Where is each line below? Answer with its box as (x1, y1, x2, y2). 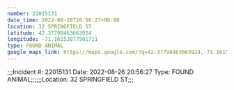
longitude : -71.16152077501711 (7, 36, 98, 43)
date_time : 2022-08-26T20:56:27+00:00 (7, 17, 120, 24)
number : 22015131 (7, 10, 58, 17)
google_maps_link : (7, 49, 61, 56)
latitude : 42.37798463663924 (7, 29, 92, 37)
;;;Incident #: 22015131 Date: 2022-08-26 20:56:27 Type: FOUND (7, 67, 194, 76)
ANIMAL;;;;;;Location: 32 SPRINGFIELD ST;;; (7, 75, 134, 83)
